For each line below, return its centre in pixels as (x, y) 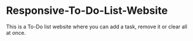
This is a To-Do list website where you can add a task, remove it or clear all (97, 27)
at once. (16, 32)
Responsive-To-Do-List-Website (87, 11)
